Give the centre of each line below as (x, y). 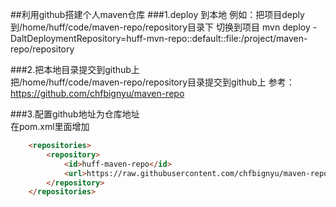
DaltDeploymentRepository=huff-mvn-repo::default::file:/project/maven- (159, 38)
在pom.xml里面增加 (50, 126)
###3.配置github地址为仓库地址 (75, 114)
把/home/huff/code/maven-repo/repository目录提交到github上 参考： (152, 82)
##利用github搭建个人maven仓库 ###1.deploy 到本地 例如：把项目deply (157, 14)
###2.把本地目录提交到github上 (75, 69)
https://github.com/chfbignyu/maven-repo (97, 93)
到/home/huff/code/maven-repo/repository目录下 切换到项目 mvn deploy (160, 27)
